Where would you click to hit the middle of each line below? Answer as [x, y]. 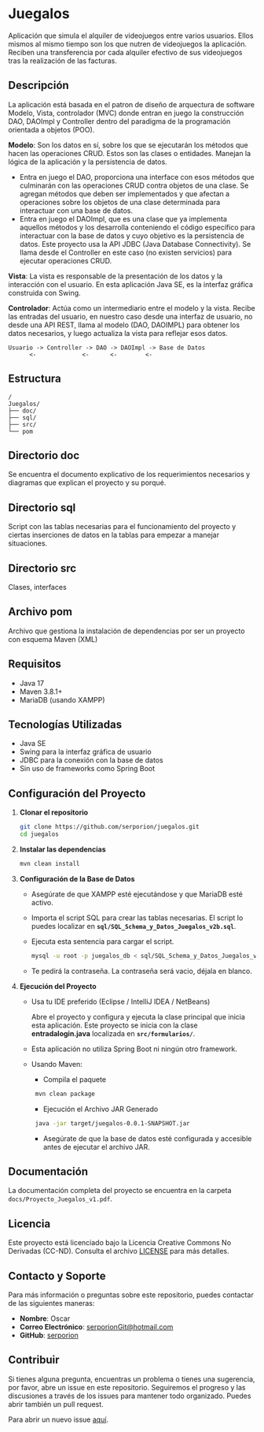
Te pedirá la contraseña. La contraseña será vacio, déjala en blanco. [142, 971]
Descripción [38, 86]
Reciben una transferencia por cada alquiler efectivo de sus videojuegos [125, 52]
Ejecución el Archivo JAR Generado [101, 1109]
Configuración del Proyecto [77, 793]
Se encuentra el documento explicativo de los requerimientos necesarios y [129, 475]
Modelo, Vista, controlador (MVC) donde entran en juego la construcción [126, 113]
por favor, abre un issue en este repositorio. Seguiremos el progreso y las [127, 1387]
